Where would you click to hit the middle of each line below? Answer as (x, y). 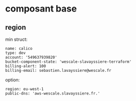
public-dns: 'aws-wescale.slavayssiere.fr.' (53, 93)
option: (13, 80)
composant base (41, 9)
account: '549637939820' (31, 57)
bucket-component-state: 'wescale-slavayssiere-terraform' (69, 62)
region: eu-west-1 (24, 89)
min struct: (16, 39)
